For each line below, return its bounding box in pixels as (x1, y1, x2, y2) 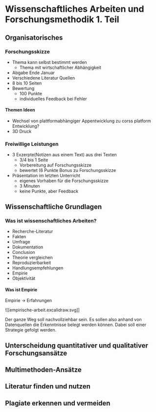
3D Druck (12, 129, 32, 135)
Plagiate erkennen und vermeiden (5, 399, 111, 407)
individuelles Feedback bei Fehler (19, 96, 87, 102)
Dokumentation (12, 244, 44, 250)
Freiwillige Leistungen (5, 141, 59, 147)
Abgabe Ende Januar (12, 70, 55, 76)
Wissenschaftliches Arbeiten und (5, 3, 144, 15)
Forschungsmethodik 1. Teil (5, 14, 119, 25)
